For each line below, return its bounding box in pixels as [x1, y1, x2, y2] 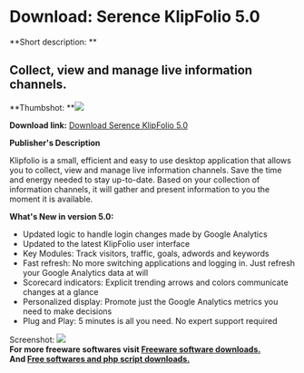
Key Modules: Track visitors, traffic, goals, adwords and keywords [22, 248, 270, 259]
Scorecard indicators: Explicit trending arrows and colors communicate [22, 277, 289, 288]
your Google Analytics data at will [22, 267, 149, 278]
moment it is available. [9, 193, 93, 204]
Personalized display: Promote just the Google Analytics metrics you [22, 296, 279, 307]
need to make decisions [22, 306, 113, 317]
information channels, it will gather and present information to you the [9, 183, 270, 194]
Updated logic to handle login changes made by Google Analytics [22, 229, 268, 240]
